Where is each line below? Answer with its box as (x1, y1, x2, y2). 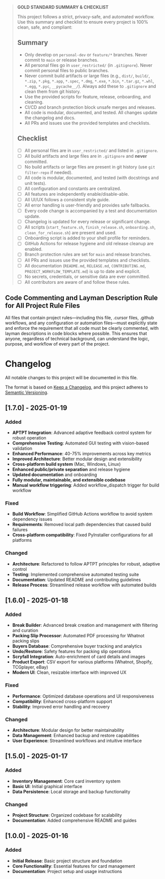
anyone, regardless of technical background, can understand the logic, (5, 336, 150, 342)
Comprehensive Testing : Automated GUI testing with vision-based (12, 440, 149, 446)
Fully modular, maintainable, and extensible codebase (12, 477, 126, 483)
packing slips (12, 638, 40, 644)
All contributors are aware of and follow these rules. (24, 279, 130, 285)
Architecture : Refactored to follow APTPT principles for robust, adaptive (12, 561, 161, 567)
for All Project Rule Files (5, 302, 81, 310)
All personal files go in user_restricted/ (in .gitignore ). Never (24, 62, 153, 68)
